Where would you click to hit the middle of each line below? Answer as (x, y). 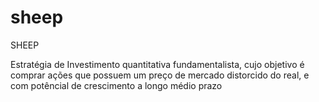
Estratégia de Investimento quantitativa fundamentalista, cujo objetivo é (157, 64)
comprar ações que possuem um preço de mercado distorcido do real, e (160, 75)
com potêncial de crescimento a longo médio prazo (116, 85)
